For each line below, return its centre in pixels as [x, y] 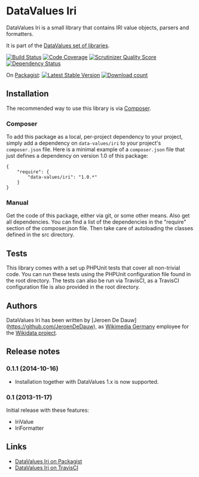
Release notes [33, 352]
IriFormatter [29, 428]
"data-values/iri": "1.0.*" [62, 178]
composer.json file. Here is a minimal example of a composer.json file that [96, 149]
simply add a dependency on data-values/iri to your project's [84, 143]
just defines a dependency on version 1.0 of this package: [77, 156]
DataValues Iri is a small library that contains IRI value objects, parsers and [98, 27]
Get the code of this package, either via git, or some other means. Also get [98, 216]
